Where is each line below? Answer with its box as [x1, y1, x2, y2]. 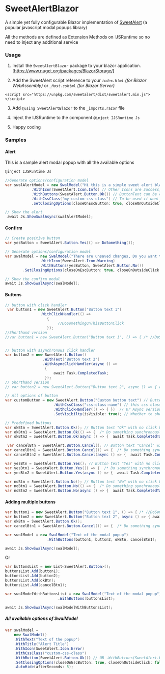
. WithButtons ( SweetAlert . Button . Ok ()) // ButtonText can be [31, 191, 157, 197]
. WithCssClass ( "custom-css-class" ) [14, 650, 87, 656]
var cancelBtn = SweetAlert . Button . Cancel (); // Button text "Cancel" [7, 443, 155, 448]
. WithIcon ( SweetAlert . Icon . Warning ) [40, 258, 115, 263]
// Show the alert [5, 210, 43, 214]
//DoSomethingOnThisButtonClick [57, 321, 124, 326]
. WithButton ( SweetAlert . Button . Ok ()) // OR [14, 655, 105, 660]
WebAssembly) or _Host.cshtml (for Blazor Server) [12, 83, 115, 89]
